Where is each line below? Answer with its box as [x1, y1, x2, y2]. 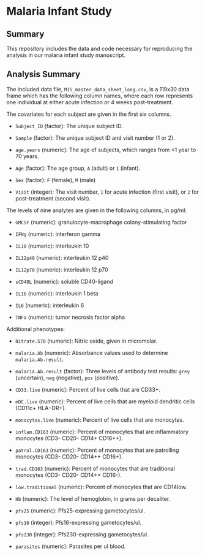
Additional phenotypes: [6, 325, 65, 332]
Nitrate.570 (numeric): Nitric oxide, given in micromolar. [15, 337, 158, 345]
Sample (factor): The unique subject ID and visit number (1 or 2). [15, 134, 176, 142]
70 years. [15, 152, 39, 160]
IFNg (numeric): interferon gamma [15, 230, 101, 237]
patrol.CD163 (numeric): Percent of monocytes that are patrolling [15, 446, 179, 454]
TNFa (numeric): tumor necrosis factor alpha [15, 313, 125, 321]
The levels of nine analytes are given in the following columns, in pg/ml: [6, 207, 187, 214]
